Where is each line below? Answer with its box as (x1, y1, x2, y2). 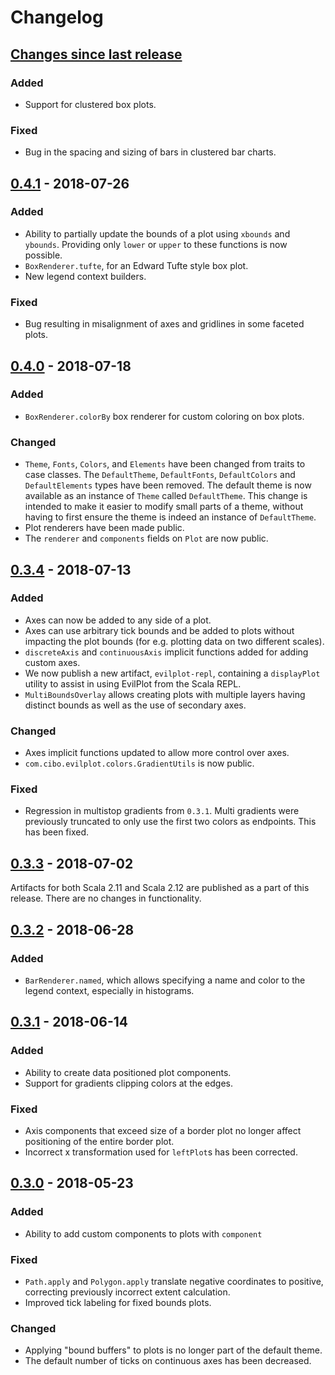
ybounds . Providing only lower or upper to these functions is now (24, 238, 288, 250)
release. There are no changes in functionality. (10, 892, 202, 905)
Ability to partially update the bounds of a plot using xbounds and (24, 227, 291, 240)
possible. (24, 249, 63, 261)
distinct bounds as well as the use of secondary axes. (24, 699, 247, 711)
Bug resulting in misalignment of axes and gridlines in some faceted (24, 318, 305, 330)
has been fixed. (24, 826, 90, 838)
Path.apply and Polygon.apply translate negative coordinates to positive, (24, 1275, 324, 1287)
